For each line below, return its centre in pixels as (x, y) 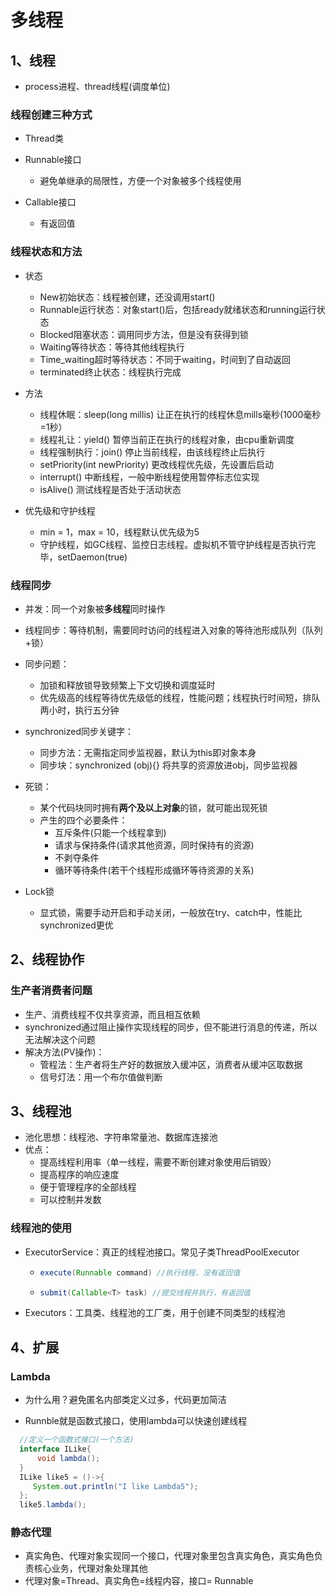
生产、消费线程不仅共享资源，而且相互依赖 (112, 1014)
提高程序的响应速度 (79, 1175)
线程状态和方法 (46, 252)
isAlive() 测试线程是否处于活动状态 (110, 489)
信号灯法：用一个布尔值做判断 (101, 1077)
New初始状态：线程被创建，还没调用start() (127, 297)
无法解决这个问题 (60, 1039)
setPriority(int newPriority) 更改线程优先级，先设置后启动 (156, 464)
